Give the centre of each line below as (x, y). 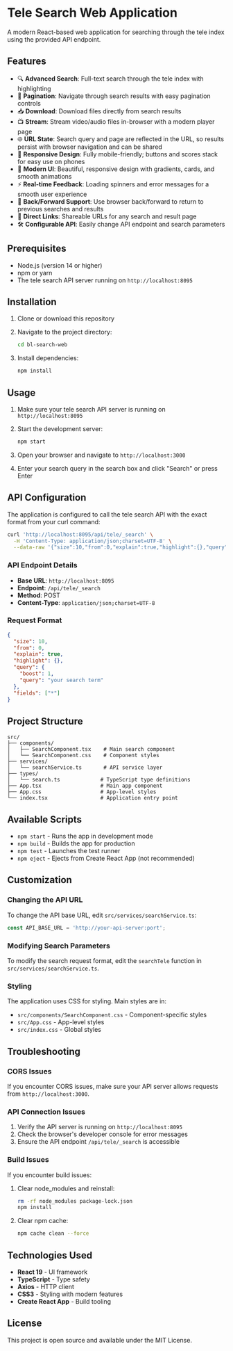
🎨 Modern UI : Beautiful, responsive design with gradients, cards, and (116, 169)
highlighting (34, 88)
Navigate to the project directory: (64, 332)
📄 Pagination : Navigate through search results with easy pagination (114, 96)
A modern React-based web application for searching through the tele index (116, 32)
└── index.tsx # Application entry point (93, 798)
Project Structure (45, 721)
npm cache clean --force (53, 1233)
